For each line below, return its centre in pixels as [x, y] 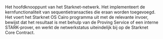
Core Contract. [20, 32]
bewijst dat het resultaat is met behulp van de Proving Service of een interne [82, 22]
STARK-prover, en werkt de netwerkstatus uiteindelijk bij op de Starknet [77, 27]
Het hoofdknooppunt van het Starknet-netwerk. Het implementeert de [75, 7]
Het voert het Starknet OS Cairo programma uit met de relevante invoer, [77, 17]
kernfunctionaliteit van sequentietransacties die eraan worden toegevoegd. [80, 12]
